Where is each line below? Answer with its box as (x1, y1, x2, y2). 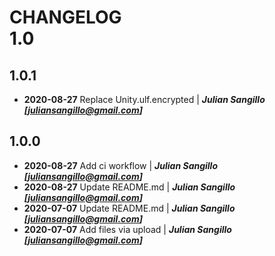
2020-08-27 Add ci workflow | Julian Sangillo (23, 159, 219, 171)
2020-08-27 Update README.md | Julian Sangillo (23, 181, 236, 193)
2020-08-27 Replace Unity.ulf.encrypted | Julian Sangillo (23, 94, 266, 105)
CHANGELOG (9, 6, 122, 29)
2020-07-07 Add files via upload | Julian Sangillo (23, 223, 232, 235)
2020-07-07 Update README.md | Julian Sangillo (23, 202, 236, 214)
